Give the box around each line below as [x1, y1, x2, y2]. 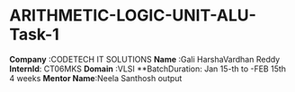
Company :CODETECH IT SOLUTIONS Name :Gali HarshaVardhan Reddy [9, 54, 281, 64]
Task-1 [9, 24, 60, 45]
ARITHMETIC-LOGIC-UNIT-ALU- [9, 5, 256, 26]
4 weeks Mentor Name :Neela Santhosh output [9, 72, 183, 83]
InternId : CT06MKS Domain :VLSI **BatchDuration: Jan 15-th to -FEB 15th [9, 63, 286, 74]
